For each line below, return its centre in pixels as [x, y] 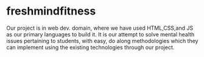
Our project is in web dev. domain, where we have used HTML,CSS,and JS [100, 28]
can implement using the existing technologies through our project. [90, 47]
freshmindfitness [51, 11]
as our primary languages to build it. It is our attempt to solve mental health [100, 34]
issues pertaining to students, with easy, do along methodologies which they [102, 41]
